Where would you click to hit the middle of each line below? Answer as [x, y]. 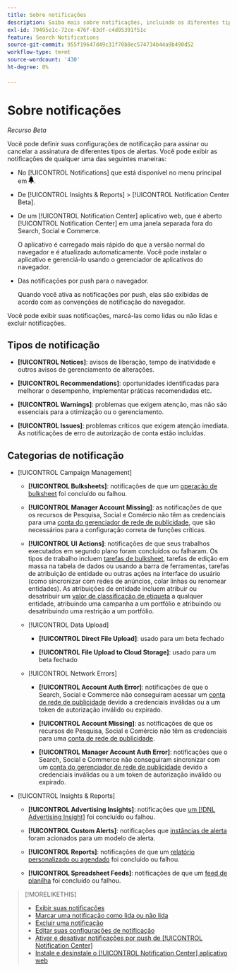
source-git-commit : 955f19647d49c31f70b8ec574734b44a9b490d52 [101, 45]
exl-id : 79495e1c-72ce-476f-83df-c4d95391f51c [77, 30]
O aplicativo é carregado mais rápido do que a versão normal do [111, 245]
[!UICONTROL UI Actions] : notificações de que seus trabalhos [119, 543]
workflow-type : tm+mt [39, 52]
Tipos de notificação [54, 345]
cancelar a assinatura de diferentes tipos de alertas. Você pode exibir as [112, 151]
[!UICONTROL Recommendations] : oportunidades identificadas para [118, 383]
